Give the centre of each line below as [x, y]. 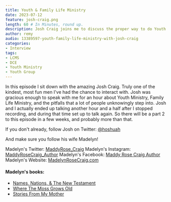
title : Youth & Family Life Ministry [46, 10]
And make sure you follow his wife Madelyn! [52, 139]
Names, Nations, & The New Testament [54, 183]
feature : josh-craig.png [32, 19]
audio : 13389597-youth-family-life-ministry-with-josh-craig [72, 39]
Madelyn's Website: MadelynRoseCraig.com [52, 160]
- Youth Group [20, 72]
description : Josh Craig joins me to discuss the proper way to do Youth [86, 29]
